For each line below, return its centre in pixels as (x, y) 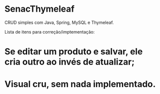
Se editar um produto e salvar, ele (74, 52)
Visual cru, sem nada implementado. (80, 84)
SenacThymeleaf (40, 9)
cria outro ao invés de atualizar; (70, 62)
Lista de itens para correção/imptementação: (50, 32)
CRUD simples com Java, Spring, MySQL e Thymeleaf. (59, 22)
